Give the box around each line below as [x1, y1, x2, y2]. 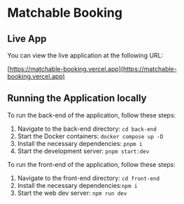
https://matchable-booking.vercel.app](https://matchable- [9, 65, 177, 73]
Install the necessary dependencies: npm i [17, 181, 138, 189]
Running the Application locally [7, 92, 147, 104]
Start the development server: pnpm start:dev [17, 147, 150, 155]
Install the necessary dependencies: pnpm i [17, 139, 143, 147]
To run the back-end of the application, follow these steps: [7, 110, 176, 119]
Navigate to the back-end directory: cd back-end [17, 124, 157, 133]
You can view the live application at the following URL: [7, 51, 164, 59]
